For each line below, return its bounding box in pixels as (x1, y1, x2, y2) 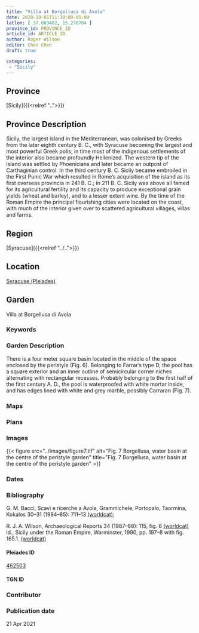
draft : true (6, 48, 36, 54)
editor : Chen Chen (6, 42, 52, 48)
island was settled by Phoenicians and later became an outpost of (6, 161, 169, 168)
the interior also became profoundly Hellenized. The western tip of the (6, 154, 179, 161)
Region (6, 228, 33, 239)
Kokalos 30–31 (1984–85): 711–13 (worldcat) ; (6, 511, 115, 518)
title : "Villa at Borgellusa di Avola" (6, 8, 106, 15)
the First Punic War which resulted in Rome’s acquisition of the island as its (6, 173, 190, 180)
